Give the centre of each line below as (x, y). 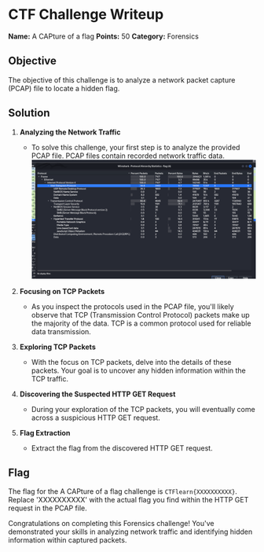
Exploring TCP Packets (57, 347)
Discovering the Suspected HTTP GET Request (97, 394)
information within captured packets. (68, 540)
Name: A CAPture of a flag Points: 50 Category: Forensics (103, 36)
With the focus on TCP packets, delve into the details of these (131, 362)
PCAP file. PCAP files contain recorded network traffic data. (128, 156)
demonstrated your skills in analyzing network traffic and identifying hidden (130, 532)
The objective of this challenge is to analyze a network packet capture (122, 79)
